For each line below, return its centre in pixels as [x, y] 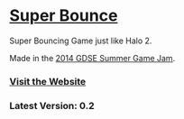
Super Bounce [64, 16]
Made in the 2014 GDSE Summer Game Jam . [92, 58]
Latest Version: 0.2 [52, 105]
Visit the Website [48, 81]
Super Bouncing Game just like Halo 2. [81, 41]
